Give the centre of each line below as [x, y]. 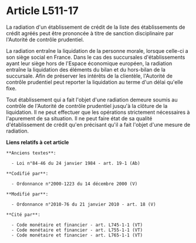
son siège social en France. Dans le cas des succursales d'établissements [96, 57]
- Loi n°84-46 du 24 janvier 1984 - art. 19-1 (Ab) [76, 163]
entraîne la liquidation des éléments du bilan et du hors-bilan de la [86, 69]
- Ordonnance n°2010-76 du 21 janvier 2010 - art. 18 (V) [84, 204]
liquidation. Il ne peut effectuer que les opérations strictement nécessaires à [98, 112]
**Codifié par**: [27, 173]
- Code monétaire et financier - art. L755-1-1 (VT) [77, 230]
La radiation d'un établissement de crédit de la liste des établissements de [96, 27]
